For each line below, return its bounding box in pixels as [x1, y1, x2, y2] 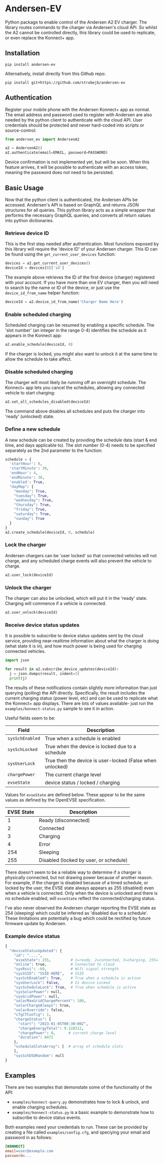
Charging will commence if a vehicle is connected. [5, 600, 106, 606]
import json [5, 658, 29, 663]
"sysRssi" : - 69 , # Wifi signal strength [14, 967, 119, 972]
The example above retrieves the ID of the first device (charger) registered [5, 274, 155, 280]
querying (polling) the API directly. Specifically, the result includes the [5, 690, 145, 696]
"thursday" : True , [14, 502, 51, 508]
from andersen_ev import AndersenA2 [5, 137, 80, 142]
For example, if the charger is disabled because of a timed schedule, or [5, 879, 148, 885]
